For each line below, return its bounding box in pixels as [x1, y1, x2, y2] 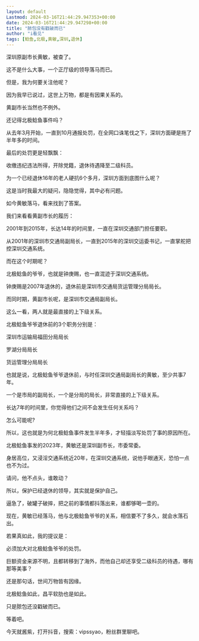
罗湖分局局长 [6, 346, 37, 353]
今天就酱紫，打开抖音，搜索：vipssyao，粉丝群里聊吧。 [6, 628, 143, 635]
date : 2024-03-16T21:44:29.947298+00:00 [6, 20, 108, 26]
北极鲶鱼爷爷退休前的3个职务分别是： [6, 321, 98, 327]
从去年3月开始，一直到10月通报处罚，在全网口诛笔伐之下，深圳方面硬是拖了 [6, 129, 192, 136]
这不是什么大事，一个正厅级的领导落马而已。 [6, 66, 116, 73]
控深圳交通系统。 [6, 245, 48, 252]
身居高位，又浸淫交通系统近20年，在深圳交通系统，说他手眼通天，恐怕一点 [6, 454, 190, 461]
